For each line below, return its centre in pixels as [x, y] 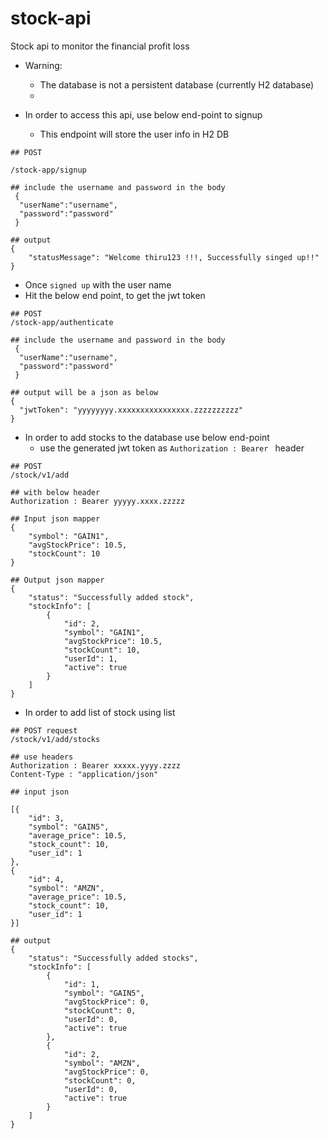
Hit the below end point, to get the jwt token [115, 295]
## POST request [44, 730]
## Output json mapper [57, 580]
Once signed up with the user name [98, 284]
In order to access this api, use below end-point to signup [143, 114]
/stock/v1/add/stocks [55, 739]
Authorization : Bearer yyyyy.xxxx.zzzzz [98, 501]
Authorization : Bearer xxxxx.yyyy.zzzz [96, 765]
